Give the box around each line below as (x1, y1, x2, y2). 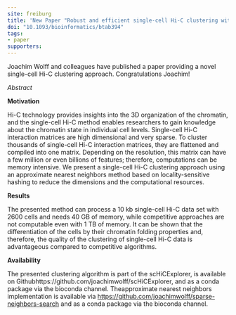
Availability (7, 256, 41, 264)
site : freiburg (7, 10, 52, 18)
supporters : (7, 43, 42, 50)
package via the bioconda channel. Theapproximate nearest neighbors (7, 285, 212, 292)
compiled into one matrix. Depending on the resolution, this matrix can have (7, 148, 227, 156)
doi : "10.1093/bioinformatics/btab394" (7, 23, 124, 30)
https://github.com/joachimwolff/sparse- (97, 292, 216, 300)
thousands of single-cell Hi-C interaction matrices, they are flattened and (7, 141, 219, 148)
